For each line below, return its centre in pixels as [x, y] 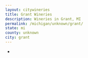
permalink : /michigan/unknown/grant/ [44, 24]
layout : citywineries [28, 10]
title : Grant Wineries [29, 14]
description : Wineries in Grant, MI [43, 19]
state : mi [15, 28]
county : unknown [22, 33]
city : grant [17, 38]
